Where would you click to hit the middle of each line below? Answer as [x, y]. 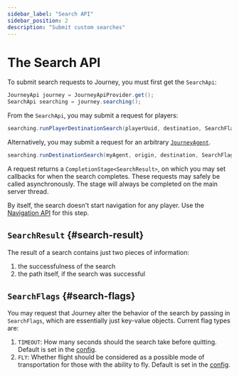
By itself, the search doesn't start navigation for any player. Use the [106, 205]
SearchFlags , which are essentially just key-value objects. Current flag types [119, 320]
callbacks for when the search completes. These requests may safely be [114, 176]
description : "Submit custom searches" [67, 27]
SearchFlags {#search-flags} [71, 296]
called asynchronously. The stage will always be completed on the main [113, 184]
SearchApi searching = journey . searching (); [74, 102]
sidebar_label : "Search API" [51, 14]
